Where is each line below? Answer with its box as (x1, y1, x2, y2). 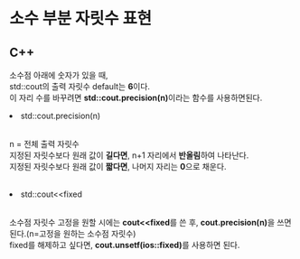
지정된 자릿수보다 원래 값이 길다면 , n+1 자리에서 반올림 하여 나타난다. (9, 150, 249, 161)
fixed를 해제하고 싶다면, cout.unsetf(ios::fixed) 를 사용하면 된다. (9, 240, 240, 250)
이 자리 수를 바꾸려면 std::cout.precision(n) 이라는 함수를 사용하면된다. (9, 92, 263, 103)
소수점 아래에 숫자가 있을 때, (9, 69, 108, 80)
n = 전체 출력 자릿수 (9, 139, 80, 149)
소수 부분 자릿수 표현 (9, 8, 152, 29)
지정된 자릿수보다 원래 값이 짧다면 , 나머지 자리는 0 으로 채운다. (9, 162, 227, 171)
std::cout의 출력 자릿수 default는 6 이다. (9, 81, 151, 91)
